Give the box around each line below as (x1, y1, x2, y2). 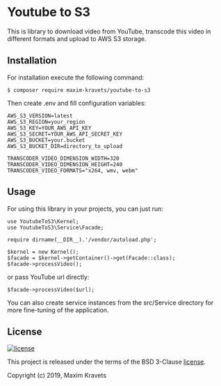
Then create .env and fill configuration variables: (7, 99, 147, 107)
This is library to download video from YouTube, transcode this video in (7, 27, 211, 35)
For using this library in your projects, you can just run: (7, 204, 163, 213)
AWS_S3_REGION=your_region (7, 118, 85, 125)
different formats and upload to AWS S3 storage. (7, 34, 147, 42)
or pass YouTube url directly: (7, 273, 90, 281)
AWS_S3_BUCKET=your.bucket (7, 136, 85, 143)
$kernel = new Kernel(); (7, 248, 79, 255)
